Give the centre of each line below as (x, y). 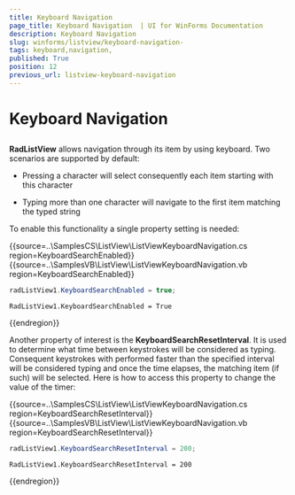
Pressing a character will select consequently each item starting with (147, 176)
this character (47, 185)
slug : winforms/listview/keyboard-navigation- (97, 42)
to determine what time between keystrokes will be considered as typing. (143, 350)
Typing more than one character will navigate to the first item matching (151, 202)
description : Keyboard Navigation (73, 34)
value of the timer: (43, 387)
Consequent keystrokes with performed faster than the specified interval (142, 359)
